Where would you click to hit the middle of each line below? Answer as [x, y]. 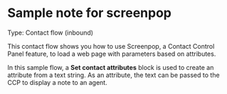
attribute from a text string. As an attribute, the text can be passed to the [114, 75]
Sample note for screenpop [90, 13]
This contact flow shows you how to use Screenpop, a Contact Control [111, 46]
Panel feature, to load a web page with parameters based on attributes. [112, 54]
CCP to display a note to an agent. [58, 82]
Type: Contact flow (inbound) [51, 33]
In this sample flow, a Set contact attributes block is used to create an [111, 67]
